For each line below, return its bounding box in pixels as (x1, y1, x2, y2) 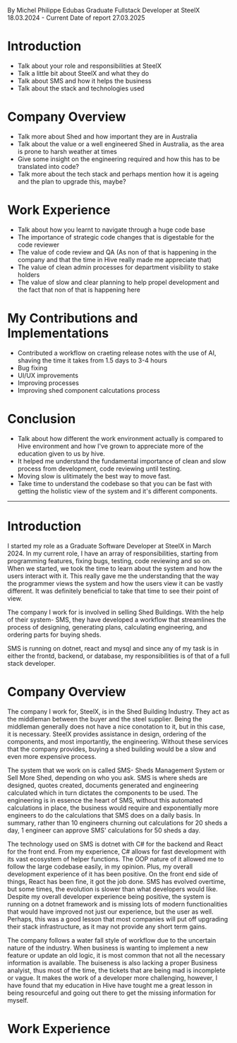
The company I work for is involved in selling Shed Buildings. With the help (7, 608, 224, 616)
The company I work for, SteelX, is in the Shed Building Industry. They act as (7, 707, 230, 716)
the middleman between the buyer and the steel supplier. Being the (7, 714, 202, 723)
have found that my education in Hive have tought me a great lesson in (7, 981, 213, 989)
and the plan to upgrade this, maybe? (17, 177, 126, 186)
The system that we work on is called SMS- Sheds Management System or (7, 766, 225, 774)
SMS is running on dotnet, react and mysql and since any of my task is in (7, 644, 219, 652)
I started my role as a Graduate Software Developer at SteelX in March (7, 541, 212, 550)
